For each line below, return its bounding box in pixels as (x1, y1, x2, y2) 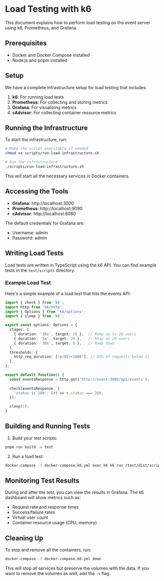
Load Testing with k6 (5, 3, 92, 15)
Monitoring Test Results (5, 477, 80, 484)
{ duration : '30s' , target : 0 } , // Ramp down (14, 340, 115, 346)
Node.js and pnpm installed (12, 57, 67, 63)
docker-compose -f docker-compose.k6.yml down (5, 557, 102, 561)
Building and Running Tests (5, 422, 90, 431)
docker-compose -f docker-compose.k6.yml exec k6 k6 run (5, 463, 123, 468)
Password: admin (12, 235, 47, 241)
